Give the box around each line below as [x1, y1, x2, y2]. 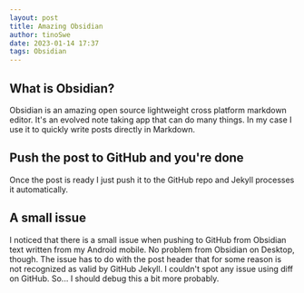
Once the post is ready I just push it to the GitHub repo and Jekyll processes [9, 174, 295, 185]
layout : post [9, 13, 59, 23]
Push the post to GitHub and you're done [9, 151, 244, 166]
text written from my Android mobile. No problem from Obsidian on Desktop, [9, 244, 295, 255]
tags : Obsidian [9, 47, 67, 56]
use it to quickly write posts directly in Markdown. [9, 123, 196, 134]
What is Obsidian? [9, 81, 115, 96]
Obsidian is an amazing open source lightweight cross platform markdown [9, 104, 288, 115]
